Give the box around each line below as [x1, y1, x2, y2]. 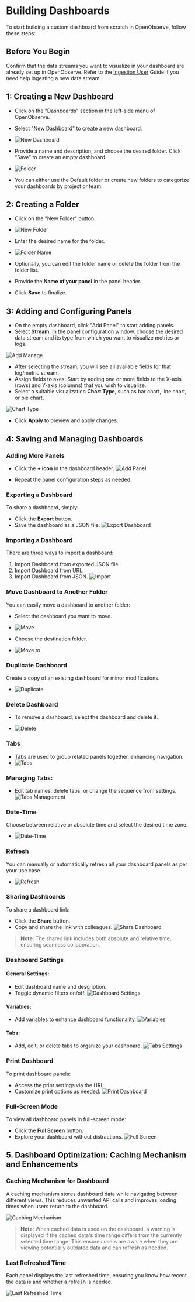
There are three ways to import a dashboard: [6, 549, 114, 557]
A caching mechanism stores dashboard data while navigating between [6, 1190, 178, 1197]
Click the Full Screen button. [14, 1127, 83, 1134]
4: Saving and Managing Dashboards [6, 434, 144, 444]
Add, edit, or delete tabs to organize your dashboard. [14, 1042, 142, 1049]
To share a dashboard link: [6, 906, 70, 913]
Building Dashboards [6, 4, 110, 18]
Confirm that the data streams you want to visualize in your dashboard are [6, 62, 185, 69]
